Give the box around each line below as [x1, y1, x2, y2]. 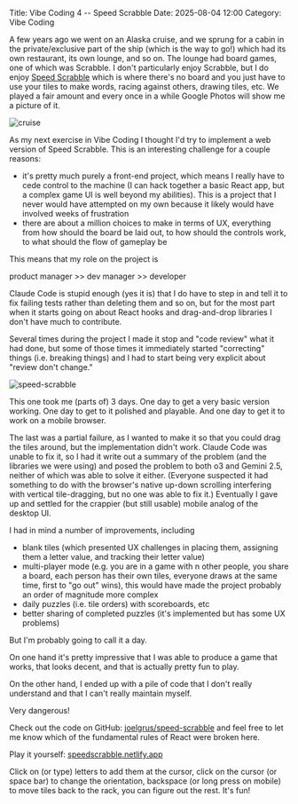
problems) [21, 618, 60, 628]
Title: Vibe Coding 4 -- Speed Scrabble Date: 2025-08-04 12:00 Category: [9, 8, 282, 18]
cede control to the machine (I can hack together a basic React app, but [21, 180, 286, 190]
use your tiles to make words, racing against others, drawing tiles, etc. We [9, 82, 279, 91]
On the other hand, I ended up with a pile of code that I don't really [9, 679, 253, 689]
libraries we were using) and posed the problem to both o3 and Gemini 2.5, [9, 461, 283, 471]
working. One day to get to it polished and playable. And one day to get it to [9, 406, 286, 416]
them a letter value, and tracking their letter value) [21, 552, 206, 562]
